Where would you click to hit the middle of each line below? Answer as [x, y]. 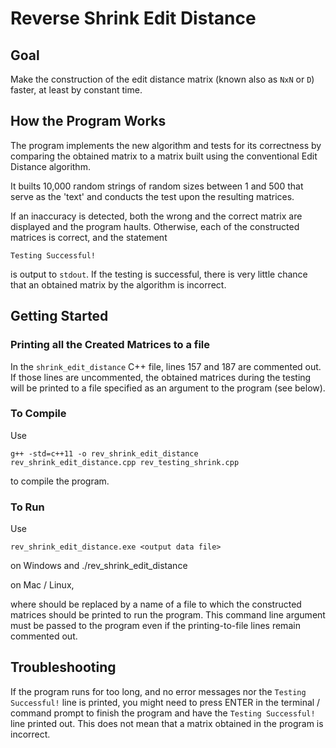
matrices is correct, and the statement [89, 237]
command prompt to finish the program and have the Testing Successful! [163, 713]
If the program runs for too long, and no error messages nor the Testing [158, 691]
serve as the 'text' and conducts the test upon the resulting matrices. [152, 196]
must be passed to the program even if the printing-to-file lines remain [155, 626]
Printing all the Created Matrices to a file [110, 345]
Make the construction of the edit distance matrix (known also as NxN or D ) [162, 79]
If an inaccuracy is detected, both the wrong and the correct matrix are [156, 216]
